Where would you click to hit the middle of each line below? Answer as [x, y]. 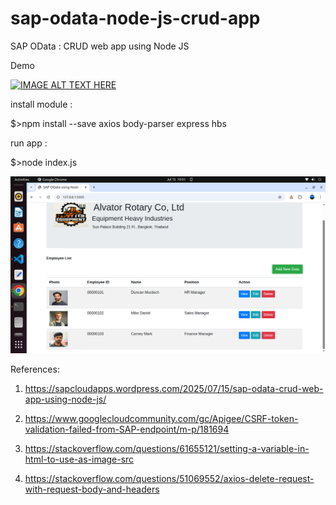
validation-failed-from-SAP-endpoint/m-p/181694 [127, 429]
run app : [29, 143]
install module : [41, 104]
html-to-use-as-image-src [79, 459]
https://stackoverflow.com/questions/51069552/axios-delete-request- [169, 478]
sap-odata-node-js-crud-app [135, 18]
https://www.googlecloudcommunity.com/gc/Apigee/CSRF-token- [161, 418]
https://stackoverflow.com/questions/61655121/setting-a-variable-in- [167, 448]
